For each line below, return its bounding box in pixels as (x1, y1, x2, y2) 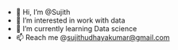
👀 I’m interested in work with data (15, 16, 126, 25)
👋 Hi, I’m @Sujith (15, 8, 71, 16)
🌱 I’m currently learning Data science (15, 24, 137, 33)
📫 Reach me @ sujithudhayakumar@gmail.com (15, 33, 170, 42)
